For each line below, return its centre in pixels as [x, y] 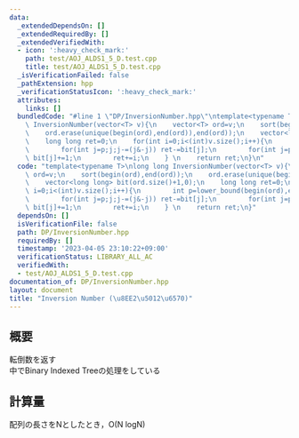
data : [19, 17]
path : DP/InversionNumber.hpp [73, 232]
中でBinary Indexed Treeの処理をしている [85, 370]
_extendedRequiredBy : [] [63, 34]
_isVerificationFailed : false [73, 76]
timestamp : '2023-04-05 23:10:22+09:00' [93, 249]
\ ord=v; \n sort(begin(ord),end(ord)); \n [109, 174]
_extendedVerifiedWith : [61, 42]
